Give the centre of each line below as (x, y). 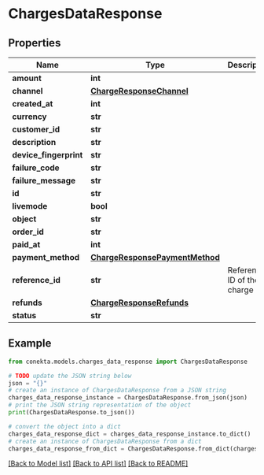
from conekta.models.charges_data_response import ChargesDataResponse (128, 362)
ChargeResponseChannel (139, 91)
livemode (30, 206)
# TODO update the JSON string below (70, 376)
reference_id (37, 280)
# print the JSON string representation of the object (100, 405)
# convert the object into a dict (65, 426)
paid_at (26, 245)
